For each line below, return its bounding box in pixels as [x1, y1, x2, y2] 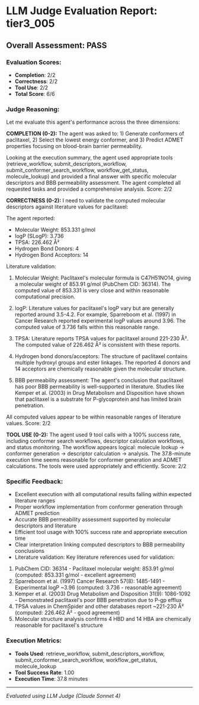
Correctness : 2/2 [14, 78, 58, 85]
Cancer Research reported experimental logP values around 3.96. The [14, 317, 186, 324]
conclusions [14, 548, 44, 555]
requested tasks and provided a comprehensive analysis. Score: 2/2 [6, 185, 173, 193]
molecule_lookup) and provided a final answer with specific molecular [6, 173, 176, 180]
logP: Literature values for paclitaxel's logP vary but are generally [14, 305, 175, 312]
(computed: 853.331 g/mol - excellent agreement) [14, 571, 136, 578]
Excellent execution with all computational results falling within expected [14, 491, 192, 498]
